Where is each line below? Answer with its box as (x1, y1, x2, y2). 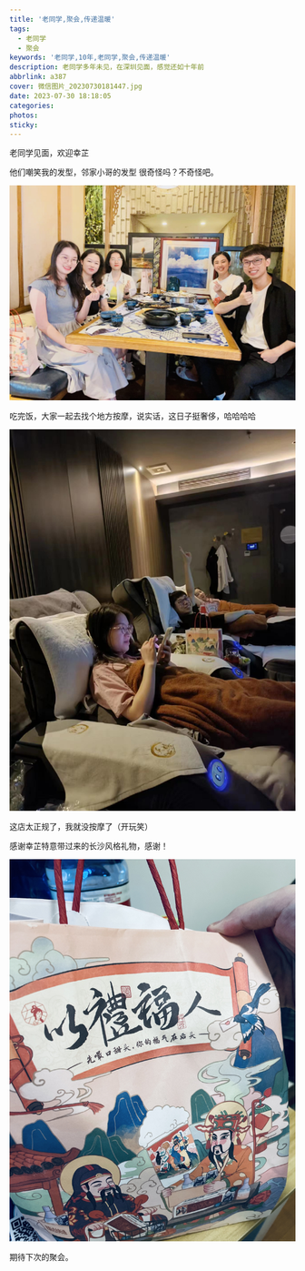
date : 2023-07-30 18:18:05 (9, 91, 112, 100)
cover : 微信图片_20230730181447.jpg (9, 82, 143, 91)
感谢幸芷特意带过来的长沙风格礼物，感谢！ (9, 841, 169, 852)
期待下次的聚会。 (9, 1252, 74, 1263)
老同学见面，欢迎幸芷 (9, 147, 89, 158)
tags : (9, 24, 30, 34)
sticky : (9, 120, 39, 129)
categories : (9, 101, 54, 110)
